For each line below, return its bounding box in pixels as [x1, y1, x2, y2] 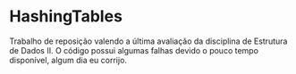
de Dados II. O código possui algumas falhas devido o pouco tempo [9, 45, 259, 55]
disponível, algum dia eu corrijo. [9, 54, 128, 65]
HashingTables [9, 6, 123, 27]
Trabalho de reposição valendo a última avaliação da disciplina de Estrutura [9, 36, 288, 46]
